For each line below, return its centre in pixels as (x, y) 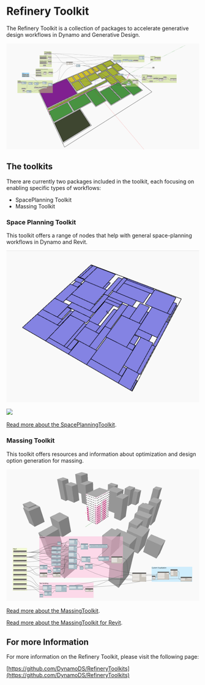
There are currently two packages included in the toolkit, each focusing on (100, 181)
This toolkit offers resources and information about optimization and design (101, 454)
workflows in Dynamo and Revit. (47, 242)
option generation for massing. (45, 460)
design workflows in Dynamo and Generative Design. (73, 34)
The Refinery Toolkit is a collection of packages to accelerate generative (98, 28)
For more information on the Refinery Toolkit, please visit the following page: (102, 657)
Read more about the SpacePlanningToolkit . (61, 425)
